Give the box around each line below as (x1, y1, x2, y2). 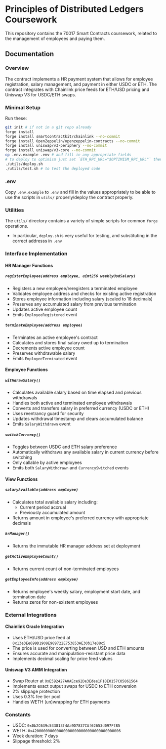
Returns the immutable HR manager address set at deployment (12, 542, 141, 549)
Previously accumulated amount (19, 509, 85, 515)
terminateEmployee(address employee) (5, 323, 83, 328)
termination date (12, 594, 46, 600)
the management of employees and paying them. (5, 36, 105, 42)
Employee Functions (5, 367, 48, 373)
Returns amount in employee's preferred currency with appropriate (12, 515, 149, 521)
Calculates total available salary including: (12, 499, 98, 505)
